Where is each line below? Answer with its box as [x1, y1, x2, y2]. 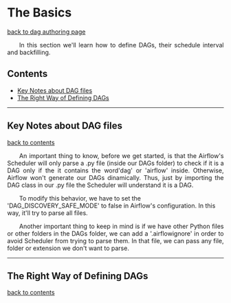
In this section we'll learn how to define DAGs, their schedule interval [19, 41, 224, 49]
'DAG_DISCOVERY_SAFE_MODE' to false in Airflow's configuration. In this [7, 201, 216, 210]
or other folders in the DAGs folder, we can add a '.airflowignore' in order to [7, 229, 224, 238]
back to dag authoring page [7, 27, 86, 36]
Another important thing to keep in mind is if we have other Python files [19, 222, 224, 230]
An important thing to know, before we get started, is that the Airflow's [19, 151, 224, 159]
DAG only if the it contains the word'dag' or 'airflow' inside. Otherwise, [7, 166, 224, 175]
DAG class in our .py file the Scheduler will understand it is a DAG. [7, 181, 194, 189]
